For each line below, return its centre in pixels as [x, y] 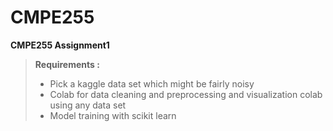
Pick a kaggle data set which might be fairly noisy [152, 83]
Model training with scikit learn [113, 115]
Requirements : [67, 64]
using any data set [88, 105]
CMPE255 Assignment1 [60, 45]
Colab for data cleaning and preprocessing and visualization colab [186, 94]
